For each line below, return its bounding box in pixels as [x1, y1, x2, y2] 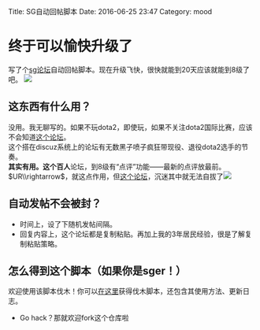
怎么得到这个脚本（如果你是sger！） [8, 264, 187, 277]
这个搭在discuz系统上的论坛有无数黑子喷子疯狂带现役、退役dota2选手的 [8, 142, 242, 151]
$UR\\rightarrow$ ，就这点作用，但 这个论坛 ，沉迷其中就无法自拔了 [8, 172, 224, 181]
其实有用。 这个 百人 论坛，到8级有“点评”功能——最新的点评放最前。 [8, 161, 226, 171]
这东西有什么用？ [8, 100, 91, 113]
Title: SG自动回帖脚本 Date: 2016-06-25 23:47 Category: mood [8, 7, 213, 16]
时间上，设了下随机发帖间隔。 [19, 219, 117, 228]
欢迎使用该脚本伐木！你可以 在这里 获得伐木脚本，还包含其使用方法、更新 [8, 287, 243, 296]
